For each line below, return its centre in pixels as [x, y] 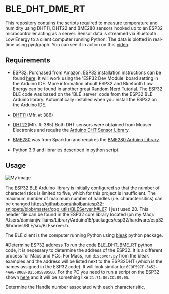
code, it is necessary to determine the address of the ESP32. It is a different [84, 250]
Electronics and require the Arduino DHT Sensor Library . [71, 130]
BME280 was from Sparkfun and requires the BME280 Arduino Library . [86, 139]
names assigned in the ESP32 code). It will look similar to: [65, 266]
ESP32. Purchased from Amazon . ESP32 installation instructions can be [87, 72]
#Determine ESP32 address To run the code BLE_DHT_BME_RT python [79, 245]
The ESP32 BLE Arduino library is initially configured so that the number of [82, 188]
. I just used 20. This [128, 209]
